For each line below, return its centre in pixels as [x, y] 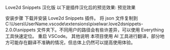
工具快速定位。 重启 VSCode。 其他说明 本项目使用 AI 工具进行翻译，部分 [83, 36]
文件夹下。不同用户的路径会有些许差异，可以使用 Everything [100, 30]
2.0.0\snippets [20, 30]
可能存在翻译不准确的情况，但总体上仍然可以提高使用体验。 [72, 42]
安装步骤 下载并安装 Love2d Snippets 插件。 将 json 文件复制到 [72, 18]
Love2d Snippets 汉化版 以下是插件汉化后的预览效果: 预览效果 [70, 7]
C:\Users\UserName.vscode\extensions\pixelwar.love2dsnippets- [74, 24]
